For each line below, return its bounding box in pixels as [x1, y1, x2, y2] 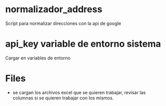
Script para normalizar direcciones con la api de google [5, 20, 121, 26]
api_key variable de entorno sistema [5, 38, 161, 50]
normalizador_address [5, 4, 103, 15]
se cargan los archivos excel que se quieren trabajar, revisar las [12, 89, 146, 95]
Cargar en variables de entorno [5, 55, 71, 61]
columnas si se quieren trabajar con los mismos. [12, 95, 114, 101]
